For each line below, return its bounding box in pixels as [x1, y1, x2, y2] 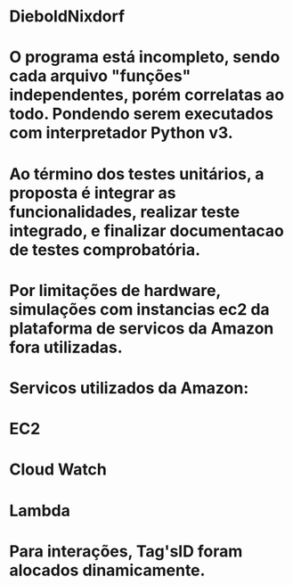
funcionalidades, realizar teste [9, 202, 240, 222]
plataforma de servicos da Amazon [9, 318, 274, 338]
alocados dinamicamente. [9, 560, 206, 581]
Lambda [9, 500, 71, 521]
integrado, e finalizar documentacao [9, 220, 285, 241]
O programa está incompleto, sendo [9, 47, 281, 68]
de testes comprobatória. [9, 239, 201, 260]
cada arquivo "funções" [9, 66, 191, 87]
